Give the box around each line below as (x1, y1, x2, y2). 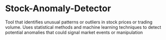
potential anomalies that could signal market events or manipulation (5, 29, 143, 35)
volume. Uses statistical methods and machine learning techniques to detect (5, 24, 162, 30)
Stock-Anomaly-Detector (5, 3, 111, 14)
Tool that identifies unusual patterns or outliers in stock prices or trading (5, 19, 153, 25)
